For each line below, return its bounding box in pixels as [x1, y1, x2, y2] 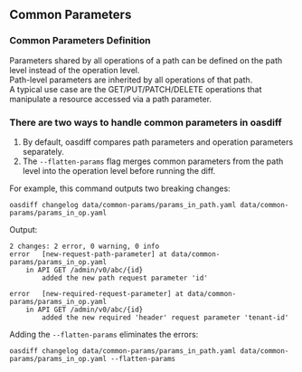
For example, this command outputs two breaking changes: [9, 183, 231, 194]
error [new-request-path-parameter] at [9, 249, 168, 259]
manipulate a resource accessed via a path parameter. [9, 93, 212, 104]
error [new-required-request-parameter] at [9, 289, 184, 298]
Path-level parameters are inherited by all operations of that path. [9, 74, 253, 85]
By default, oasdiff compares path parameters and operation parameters [22, 136, 294, 148]
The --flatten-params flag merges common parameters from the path [22, 156, 284, 167]
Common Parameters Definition [9, 34, 151, 47]
